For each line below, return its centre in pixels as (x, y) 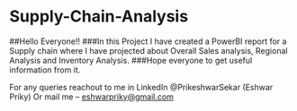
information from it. (45, 70)
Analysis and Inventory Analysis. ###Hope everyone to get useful (131, 60)
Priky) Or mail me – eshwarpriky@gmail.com (91, 97)
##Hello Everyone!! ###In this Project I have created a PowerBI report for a (148, 41)
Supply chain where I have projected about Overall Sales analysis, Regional (148, 50)
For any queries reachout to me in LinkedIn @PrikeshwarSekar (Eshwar (141, 87)
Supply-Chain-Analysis (99, 17)
